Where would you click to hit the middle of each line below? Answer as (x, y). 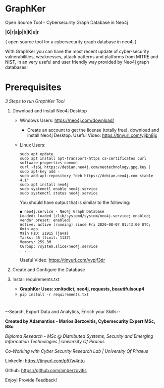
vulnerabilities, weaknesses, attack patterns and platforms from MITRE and (82, 56)
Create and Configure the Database (49, 270)
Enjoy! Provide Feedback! (31, 380)
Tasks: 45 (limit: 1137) (45, 238)
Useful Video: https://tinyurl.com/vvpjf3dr (62, 260)
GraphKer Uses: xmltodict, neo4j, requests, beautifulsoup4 (82, 289)
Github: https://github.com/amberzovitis (46, 371)
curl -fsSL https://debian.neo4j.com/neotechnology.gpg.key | (85, 167)
